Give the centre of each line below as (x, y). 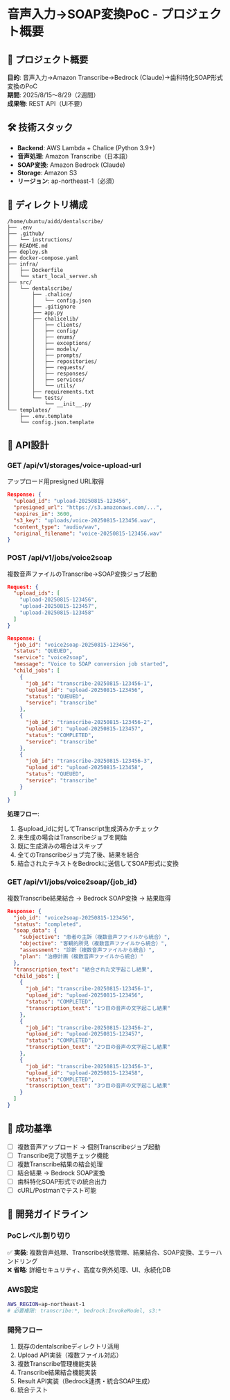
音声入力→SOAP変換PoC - (83, 14)
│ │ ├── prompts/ (44, 355)
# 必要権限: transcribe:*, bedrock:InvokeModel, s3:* (84, 1311)
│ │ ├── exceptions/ (49, 343)
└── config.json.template (57, 422)
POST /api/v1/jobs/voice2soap (60, 558)
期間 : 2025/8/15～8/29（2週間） (53, 95)
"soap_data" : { (35, 931)
